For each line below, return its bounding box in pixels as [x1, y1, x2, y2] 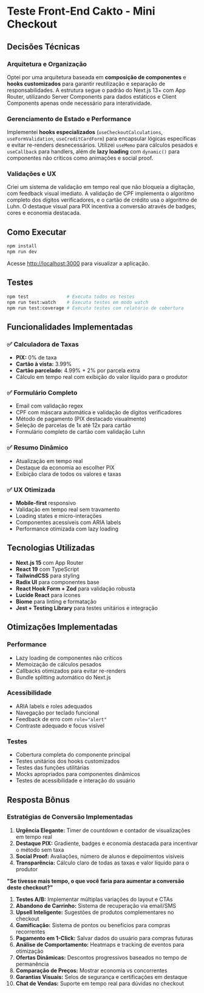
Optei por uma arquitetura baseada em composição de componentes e [7, 73, 186, 80]
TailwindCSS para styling [15, 571, 80, 579]
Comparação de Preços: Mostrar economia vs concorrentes [15, 967, 168, 974]
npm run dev [7, 249, 37, 255]
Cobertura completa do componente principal [15, 751, 131, 758]
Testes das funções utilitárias [15, 764, 90, 771]
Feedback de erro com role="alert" [15, 715, 107, 723]
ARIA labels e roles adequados [15, 702, 93, 710]
